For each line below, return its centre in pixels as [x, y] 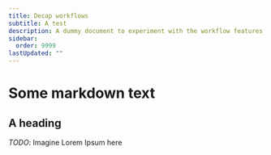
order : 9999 [36, 46]
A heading [35, 123]
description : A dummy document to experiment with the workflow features [136, 31]
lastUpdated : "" [36, 53]
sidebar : [23, 38]
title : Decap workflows [49, 16]
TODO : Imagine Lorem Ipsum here [65, 142]
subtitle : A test [38, 23]
